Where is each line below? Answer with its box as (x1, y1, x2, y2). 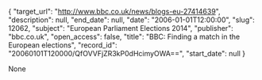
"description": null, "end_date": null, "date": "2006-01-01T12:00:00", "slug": (8, 15, 256, 25)
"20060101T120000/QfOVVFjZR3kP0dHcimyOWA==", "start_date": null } (8, 49, 246, 58)
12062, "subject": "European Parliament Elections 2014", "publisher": (8, 24, 234, 32)
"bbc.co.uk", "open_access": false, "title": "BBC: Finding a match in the (8, 32, 241, 41)
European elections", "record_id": (8, 40, 118, 50)
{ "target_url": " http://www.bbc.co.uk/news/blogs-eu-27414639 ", (8, 7, 221, 16)
